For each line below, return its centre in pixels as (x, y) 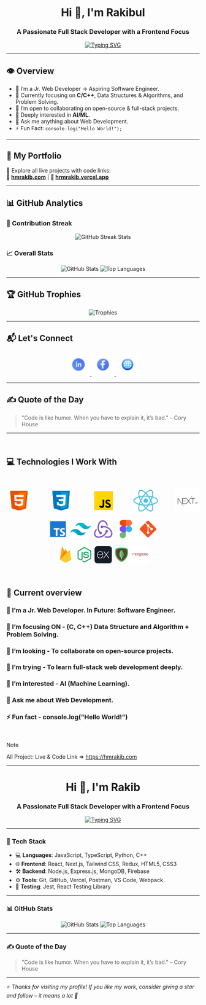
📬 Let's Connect (40, 338)
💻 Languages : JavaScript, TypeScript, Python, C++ (81, 855)
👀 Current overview (44, 592)
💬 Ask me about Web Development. (60, 700)
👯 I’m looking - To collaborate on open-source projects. (90, 651)
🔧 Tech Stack (26, 841)
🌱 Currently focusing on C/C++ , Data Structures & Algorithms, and (99, 95)
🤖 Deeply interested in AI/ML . (52, 115)
